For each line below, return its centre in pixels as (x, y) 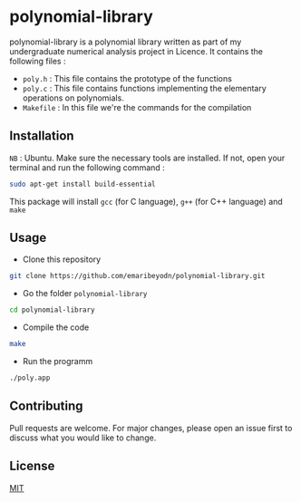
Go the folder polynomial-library (85, 294)
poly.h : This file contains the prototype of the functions (127, 78)
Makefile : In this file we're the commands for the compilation (137, 107)
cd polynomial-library (52, 310)
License (32, 466)
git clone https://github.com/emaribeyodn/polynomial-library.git (137, 276)
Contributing (46, 406)
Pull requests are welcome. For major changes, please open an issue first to (151, 428)
